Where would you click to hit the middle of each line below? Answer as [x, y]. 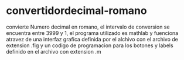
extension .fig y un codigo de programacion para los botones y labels [90, 45]
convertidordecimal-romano [77, 11]
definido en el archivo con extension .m [54, 51]
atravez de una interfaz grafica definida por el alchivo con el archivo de [92, 39]
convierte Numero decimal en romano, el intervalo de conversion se [88, 27]
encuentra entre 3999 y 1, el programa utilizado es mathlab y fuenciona [92, 33]
